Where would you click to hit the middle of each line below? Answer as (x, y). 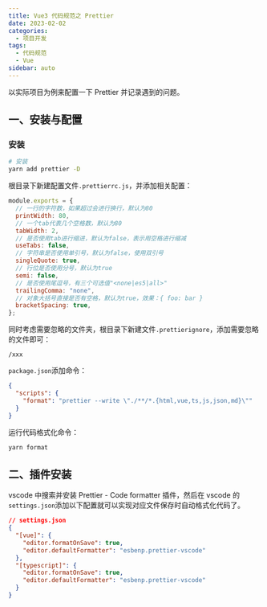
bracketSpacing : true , (53, 306)
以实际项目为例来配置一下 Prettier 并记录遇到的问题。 (96, 92)
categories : (28, 31)
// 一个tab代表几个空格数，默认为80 (69, 223)
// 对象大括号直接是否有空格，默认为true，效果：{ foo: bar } (109, 298)
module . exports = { (41, 201)
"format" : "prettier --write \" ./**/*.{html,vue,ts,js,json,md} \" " (138, 400)
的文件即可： (29, 339)
